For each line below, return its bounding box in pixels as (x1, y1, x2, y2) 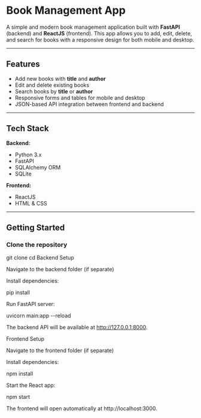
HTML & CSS (14, 199, 47, 207)
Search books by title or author (14, 87, 93, 95)
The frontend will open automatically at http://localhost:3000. (6, 405, 157, 412)
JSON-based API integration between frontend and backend (14, 100, 165, 108)
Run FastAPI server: (6, 301, 55, 308)
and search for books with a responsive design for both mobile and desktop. (6, 36, 194, 43)
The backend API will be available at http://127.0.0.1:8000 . (6, 324, 148, 331)
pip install (6, 289, 30, 296)
